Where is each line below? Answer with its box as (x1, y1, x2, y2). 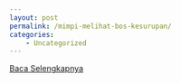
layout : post (9, 13, 59, 23)
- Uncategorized (25, 38, 88, 48)
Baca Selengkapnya (9, 63, 84, 74)
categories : (9, 30, 54, 39)
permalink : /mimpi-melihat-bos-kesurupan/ (9, 22, 172, 31)
